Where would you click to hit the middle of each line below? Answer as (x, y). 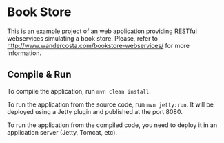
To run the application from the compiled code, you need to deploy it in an (112, 125)
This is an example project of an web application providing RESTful (102, 31)
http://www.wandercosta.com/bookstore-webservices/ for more (98, 45)
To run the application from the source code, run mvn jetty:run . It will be (111, 104)
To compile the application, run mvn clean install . (79, 91)
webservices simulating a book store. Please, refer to (83, 38)
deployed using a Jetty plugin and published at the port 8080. (95, 111)
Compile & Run (39, 75)
